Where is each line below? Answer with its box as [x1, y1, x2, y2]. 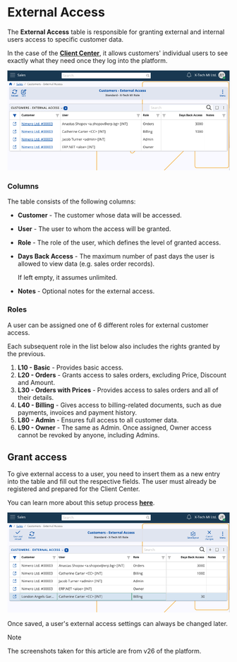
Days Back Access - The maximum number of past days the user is [17, 252, 215, 261]
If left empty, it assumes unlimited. [17, 273, 118, 282]
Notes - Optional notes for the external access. [17, 287, 155, 295]
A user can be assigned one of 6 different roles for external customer [7, 321, 209, 329]
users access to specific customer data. [7, 35, 124, 43]
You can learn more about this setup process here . [7, 499, 155, 507]
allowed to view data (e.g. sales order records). [17, 259, 155, 268]
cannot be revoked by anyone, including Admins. [17, 430, 160, 439]
